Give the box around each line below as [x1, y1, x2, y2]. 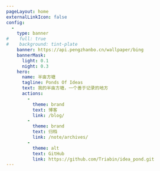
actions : [21, 90, 44, 96]
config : [6, 19, 25, 25]
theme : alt [32, 145, 60, 151]
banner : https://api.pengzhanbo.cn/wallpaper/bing [17, 47, 144, 53]
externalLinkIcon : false [6, 14, 67, 20]
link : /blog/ [32, 112, 65, 118]
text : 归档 [32, 129, 58, 135]
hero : [17, 69, 31, 75]
